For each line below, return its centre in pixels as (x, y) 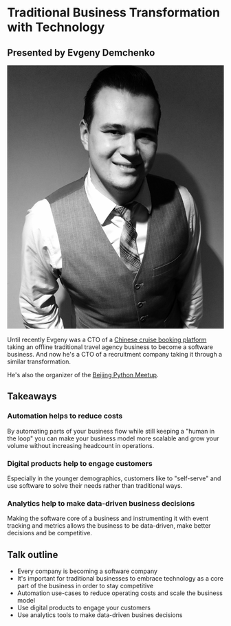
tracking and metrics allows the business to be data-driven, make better (109, 526)
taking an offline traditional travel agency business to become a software (110, 347)
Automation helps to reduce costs (65, 416)
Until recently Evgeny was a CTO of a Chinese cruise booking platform (107, 339)
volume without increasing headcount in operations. (81, 445)
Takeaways (32, 396)
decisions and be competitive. (50, 533)
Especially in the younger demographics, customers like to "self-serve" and (114, 478)
